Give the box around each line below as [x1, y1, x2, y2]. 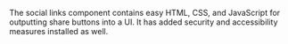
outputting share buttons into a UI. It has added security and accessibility [9, 17, 278, 27]
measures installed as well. [9, 26, 109, 36]
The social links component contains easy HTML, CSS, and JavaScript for [9, 8, 281, 18]
